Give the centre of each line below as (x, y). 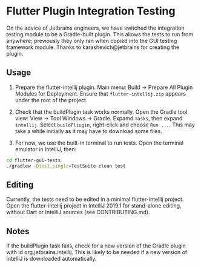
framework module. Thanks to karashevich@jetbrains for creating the (93, 47)
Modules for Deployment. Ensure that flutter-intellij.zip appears (100, 93)
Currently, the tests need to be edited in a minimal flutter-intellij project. (95, 199)
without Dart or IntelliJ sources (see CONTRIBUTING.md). (78, 212)
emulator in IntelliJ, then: (46, 149)
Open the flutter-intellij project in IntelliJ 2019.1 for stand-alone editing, (94, 206)
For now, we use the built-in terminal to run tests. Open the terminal (99, 143)
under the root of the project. (51, 100)
